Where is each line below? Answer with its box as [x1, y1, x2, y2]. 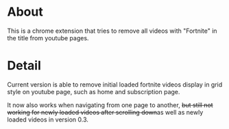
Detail [7, 58, 41, 74]
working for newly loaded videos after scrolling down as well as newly [7, 108, 204, 116]
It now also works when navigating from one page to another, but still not [7, 100, 214, 109]
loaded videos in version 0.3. [7, 115, 89, 124]
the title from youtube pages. [7, 33, 89, 42]
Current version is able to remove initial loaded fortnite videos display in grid [7, 80, 223, 89]
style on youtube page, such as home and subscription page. [7, 87, 180, 96]
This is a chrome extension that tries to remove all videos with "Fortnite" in [7, 27, 217, 35]
